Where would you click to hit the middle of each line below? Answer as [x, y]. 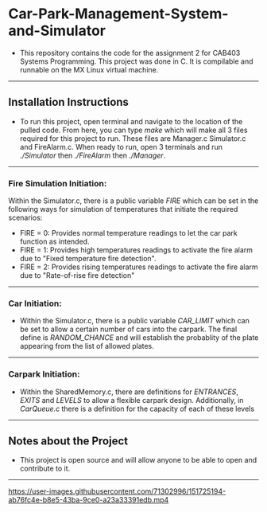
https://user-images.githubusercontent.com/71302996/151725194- [117, 491]
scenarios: [25, 218]
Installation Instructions [69, 102]
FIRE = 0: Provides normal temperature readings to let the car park [129, 233]
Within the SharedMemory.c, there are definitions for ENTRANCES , [129, 392]
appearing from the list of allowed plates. [87, 346]
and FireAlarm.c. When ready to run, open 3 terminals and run [121, 147]
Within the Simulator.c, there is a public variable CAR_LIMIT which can [135, 321]
